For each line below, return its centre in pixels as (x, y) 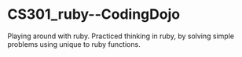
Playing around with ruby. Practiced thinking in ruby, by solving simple (121, 36)
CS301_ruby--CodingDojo (94, 14)
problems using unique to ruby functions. (74, 44)
